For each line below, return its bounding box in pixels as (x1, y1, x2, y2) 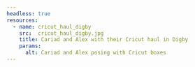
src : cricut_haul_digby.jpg (19, 29, 104, 37)
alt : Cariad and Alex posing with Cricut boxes (24, 50, 167, 57)
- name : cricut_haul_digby (13, 23, 92, 30)
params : (19, 43, 41, 50)
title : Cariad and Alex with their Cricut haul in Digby (19, 36, 189, 43)
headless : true (6, 10, 51, 17)
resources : (6, 17, 38, 24)
